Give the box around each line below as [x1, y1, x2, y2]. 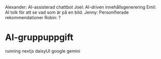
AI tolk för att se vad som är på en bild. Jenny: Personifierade [5, 9, 129, 15]
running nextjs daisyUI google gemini [5, 48, 80, 54]
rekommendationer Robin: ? [5, 15, 61, 20]
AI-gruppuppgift [5, 32, 74, 43]
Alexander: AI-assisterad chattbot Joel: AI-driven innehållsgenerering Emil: [5, 4, 156, 10]
